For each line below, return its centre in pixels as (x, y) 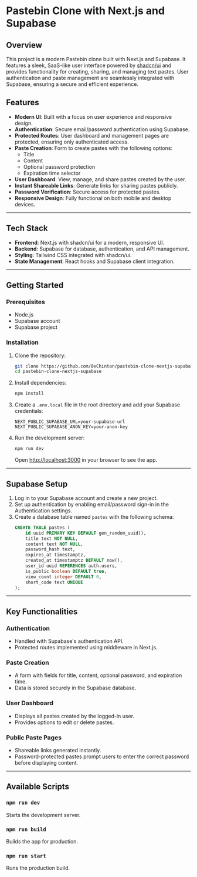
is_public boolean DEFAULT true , (66, 571)
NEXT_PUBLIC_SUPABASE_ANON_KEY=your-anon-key (71, 427)
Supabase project (36, 327)
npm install (29, 394)
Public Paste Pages (34, 738)
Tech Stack (27, 229)
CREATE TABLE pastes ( (42, 528)
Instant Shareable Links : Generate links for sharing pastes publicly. (96, 185)
